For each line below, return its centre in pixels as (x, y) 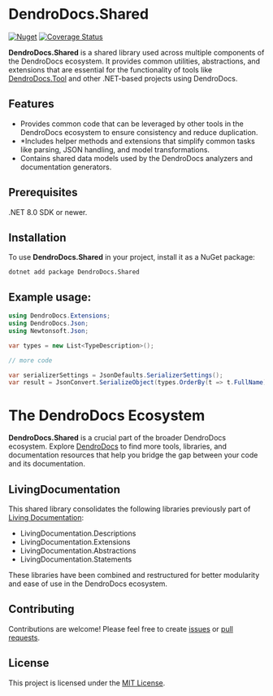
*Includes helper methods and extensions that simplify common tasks (138, 141)
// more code (30, 360)
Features (31, 104)
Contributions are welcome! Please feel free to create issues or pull (121, 628)
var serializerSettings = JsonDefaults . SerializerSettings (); (116, 375)
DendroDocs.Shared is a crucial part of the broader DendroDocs (117, 438)
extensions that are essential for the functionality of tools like (110, 69)
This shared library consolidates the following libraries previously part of (130, 509)
